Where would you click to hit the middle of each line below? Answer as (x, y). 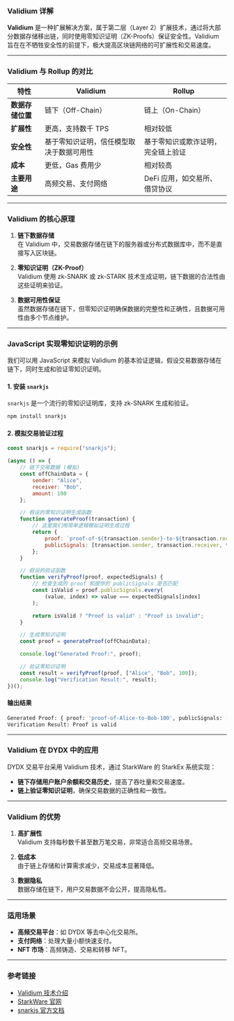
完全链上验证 (165, 152)
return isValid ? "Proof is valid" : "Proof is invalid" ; (118, 616)
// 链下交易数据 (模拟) (50, 468)
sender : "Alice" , (57, 480)
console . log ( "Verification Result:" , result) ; (88, 679)
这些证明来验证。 (42, 285)
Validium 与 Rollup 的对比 (50, 71)
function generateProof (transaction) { (78, 519)
